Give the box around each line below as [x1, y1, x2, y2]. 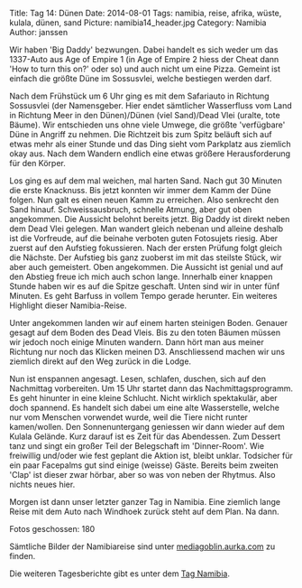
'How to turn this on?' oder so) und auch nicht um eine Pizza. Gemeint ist [9, 63, 281, 74]
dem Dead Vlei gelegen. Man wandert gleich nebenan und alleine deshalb [9, 223, 284, 234]
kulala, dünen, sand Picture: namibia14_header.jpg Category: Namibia [9, 17, 267, 28]
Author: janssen [9, 27, 69, 37]
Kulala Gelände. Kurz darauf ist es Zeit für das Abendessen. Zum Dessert [9, 431, 281, 442]
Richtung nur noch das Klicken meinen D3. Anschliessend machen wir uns [9, 347, 286, 357]
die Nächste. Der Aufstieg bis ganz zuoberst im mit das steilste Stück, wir [9, 252, 282, 263]
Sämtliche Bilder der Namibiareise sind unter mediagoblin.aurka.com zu [9, 541, 276, 552]
